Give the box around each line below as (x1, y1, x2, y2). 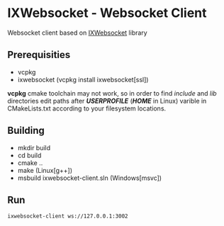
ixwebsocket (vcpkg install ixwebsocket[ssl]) (17, 75, 149, 84)
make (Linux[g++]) (17, 166, 73, 174)
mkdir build (17, 143, 51, 152)
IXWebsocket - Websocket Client (7, 5, 207, 21)
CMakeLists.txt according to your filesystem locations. (7, 104, 167, 113)
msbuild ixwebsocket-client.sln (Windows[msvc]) (17, 174, 162, 182)
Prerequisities (7, 49, 71, 61)
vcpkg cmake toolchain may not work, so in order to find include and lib (7, 89, 218, 97)
